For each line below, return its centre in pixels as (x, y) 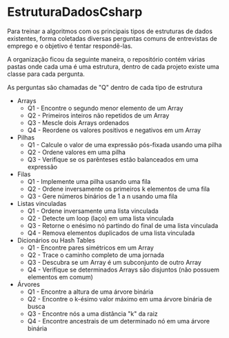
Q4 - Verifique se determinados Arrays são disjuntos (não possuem (123, 270)
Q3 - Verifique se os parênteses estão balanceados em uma (113, 159)
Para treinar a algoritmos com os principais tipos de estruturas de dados (110, 31)
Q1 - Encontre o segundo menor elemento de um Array (105, 108)
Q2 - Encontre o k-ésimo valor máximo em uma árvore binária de (120, 299)
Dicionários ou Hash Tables (56, 240)
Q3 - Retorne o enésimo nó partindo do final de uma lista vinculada (123, 225)
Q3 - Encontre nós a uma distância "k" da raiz (93, 313)
